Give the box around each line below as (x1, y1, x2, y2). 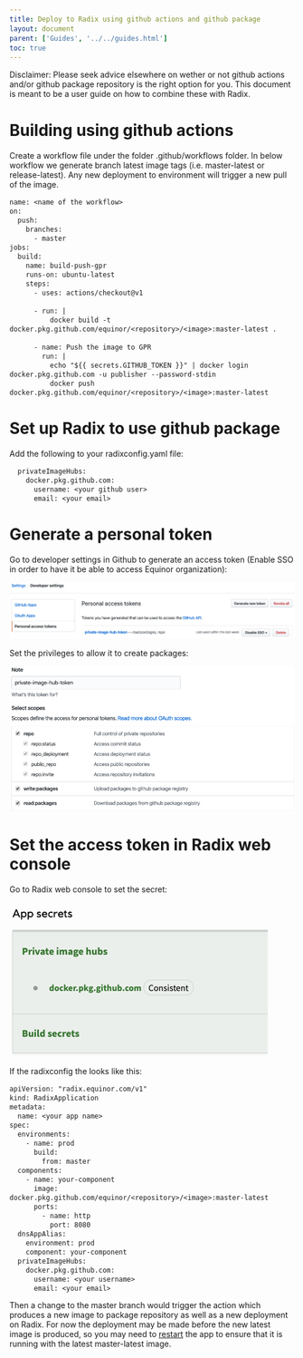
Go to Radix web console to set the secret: (9, 884, 167, 895)
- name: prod (25, 1139, 75, 1148)
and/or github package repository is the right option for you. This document (9, 79, 291, 90)
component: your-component (25, 1247, 128, 1256)
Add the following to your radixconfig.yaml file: (9, 449, 184, 460)
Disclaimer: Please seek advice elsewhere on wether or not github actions (9, 69, 285, 81)
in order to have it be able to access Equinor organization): (9, 564, 228, 575)
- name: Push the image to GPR (33, 343, 152, 353)
